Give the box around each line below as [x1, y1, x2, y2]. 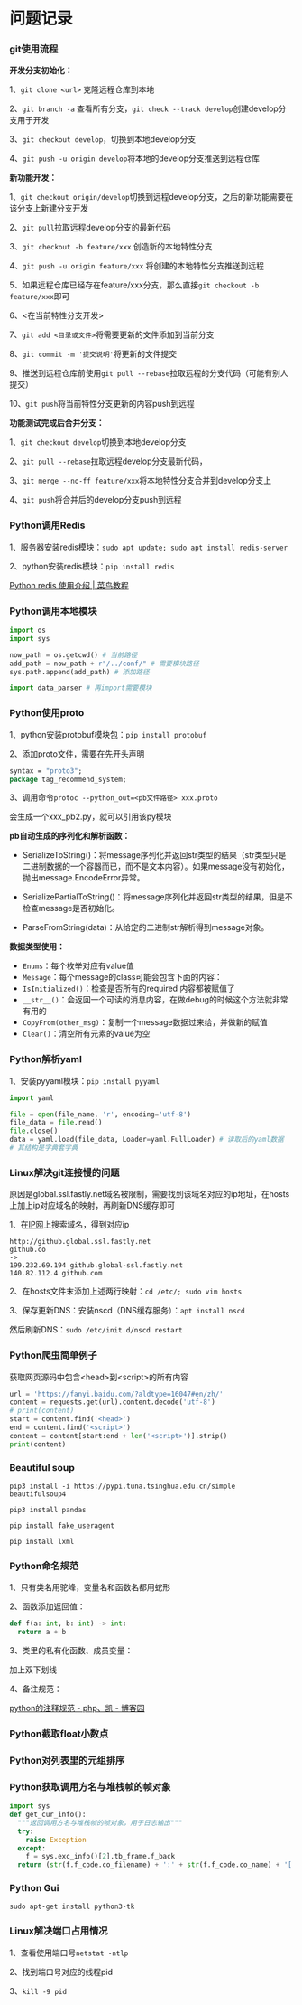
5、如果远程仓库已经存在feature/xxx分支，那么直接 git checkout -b [9, 279, 260, 290]
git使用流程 [9, 42, 59, 55]
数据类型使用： [9, 941, 65, 952]
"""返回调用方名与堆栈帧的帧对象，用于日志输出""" [17, 1818, 183, 1827]
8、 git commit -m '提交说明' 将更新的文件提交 [9, 349, 178, 360]
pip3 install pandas [9, 1505, 87, 1514]
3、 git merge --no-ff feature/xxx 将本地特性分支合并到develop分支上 [9, 475, 272, 486]
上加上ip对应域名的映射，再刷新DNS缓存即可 [9, 1200, 176, 1211]
